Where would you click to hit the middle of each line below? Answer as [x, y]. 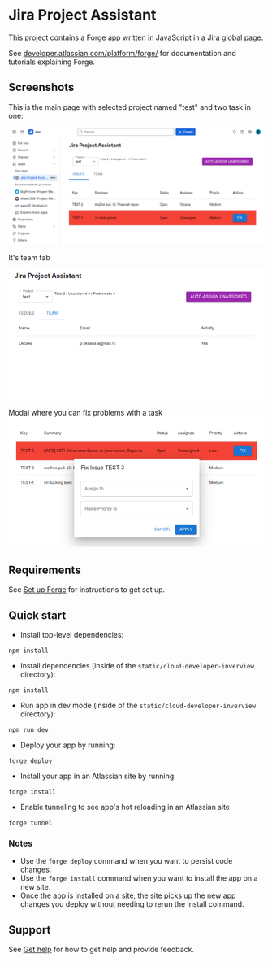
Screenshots [41, 87]
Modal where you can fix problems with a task [86, 412]
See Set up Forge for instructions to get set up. [87, 590]
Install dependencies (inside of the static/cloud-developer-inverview [137, 666]
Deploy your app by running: [68, 745]
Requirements [45, 570]
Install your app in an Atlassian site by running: [98, 776]
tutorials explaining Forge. [52, 62]
